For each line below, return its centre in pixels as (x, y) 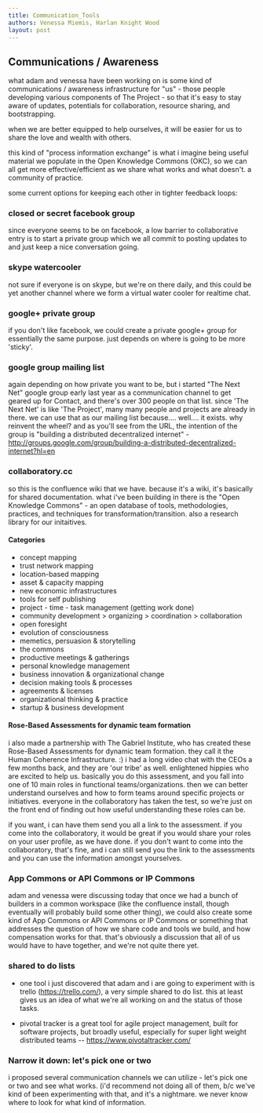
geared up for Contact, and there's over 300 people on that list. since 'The (128, 401)
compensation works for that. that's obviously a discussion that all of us (124, 937)
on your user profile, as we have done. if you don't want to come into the (126, 841)
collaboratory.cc (40, 472)
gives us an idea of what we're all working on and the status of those (131, 1000)
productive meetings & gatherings (74, 657)
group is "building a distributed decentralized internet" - (99, 434)
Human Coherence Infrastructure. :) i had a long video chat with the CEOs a (130, 760)
